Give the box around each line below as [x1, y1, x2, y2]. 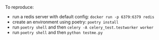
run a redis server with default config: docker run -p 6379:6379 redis [12, 14, 155, 19]
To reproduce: [5, 4, 34, 10]
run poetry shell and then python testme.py [12, 30, 103, 35]
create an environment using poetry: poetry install [12, 19, 119, 25]
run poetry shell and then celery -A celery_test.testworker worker [12, 24, 154, 30]
